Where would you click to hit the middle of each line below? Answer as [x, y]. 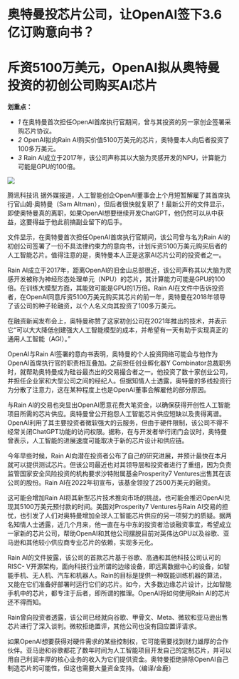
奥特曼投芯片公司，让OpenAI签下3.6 [115, 15]
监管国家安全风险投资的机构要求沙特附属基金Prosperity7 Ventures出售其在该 [119, 474]
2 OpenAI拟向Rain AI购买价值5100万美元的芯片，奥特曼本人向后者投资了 [123, 140]
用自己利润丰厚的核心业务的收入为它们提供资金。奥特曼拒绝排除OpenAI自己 [118, 659]
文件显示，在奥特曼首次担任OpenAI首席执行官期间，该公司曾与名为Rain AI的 [119, 237]
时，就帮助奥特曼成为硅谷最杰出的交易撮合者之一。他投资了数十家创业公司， [119, 372]
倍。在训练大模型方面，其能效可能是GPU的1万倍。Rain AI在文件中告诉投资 [116, 288]
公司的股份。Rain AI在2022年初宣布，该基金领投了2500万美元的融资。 [111, 483]
